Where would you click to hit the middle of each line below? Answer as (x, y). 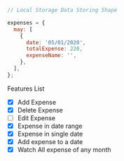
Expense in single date (50, 134)
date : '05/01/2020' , (56, 42)
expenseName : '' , (51, 56)
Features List (26, 89)
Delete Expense (40, 110)
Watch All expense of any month (64, 150)
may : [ (23, 29)
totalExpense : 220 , (54, 49)
